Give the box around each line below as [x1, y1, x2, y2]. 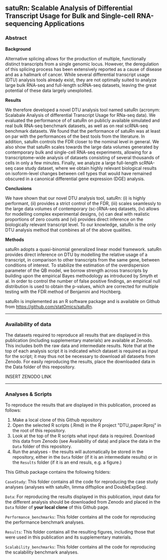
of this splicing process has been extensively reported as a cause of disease [5, 66, 163, 72]
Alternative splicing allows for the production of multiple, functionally [5, 55, 147, 61]
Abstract [5, 34, 27, 41]
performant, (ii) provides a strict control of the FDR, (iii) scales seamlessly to [5, 200, 162, 206]
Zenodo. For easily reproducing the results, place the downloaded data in [5, 358, 156, 364]
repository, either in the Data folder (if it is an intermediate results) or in [12, 454, 158, 460]
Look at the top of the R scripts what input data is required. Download [12, 433, 155, 439]
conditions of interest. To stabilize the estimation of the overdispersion [5, 262, 150, 268]
